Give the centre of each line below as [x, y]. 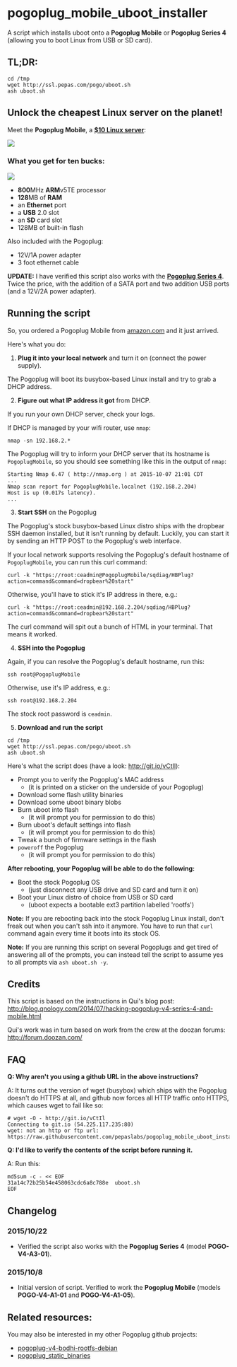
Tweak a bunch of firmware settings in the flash [87, 839]
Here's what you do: [37, 344]
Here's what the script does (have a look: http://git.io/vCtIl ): [93, 766]
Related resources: [50, 1317]
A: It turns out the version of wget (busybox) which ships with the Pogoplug [117, 1090]
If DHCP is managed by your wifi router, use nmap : [79, 427]
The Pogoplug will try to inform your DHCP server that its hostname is [109, 453]
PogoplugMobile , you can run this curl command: [77, 562]
